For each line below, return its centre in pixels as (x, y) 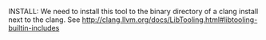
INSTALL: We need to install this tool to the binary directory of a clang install (133, 11)
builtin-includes (34, 28)
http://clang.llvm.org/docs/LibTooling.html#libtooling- (170, 20)
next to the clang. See (44, 20)
